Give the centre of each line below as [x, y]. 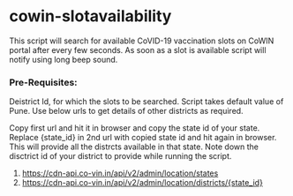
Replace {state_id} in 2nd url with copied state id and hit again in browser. [143, 138]
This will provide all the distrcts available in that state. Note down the [134, 147]
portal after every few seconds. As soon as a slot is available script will [138, 49]
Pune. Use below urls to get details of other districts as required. [127, 111]
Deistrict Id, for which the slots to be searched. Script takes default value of [146, 102]
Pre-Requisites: [43, 82]
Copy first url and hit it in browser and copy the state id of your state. [135, 128]
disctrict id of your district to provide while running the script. [120, 156]
